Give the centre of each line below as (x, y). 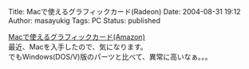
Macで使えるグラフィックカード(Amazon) (77, 37)
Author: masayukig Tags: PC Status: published (85, 21)
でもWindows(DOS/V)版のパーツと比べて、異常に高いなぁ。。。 (110, 57)
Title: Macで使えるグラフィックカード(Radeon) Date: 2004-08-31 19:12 (125, 11)
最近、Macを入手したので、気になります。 (78, 47)
